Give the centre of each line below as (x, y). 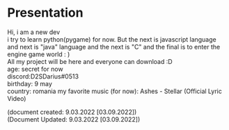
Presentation (45, 13)
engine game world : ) (39, 54)
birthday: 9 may (30, 83)
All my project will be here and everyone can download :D (90, 61)
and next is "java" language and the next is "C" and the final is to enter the (114, 47)
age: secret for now (35, 69)
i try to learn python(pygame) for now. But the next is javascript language (112, 39)
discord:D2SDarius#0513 (43, 76)
